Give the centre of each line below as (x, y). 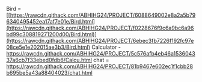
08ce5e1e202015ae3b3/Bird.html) (48, 47)
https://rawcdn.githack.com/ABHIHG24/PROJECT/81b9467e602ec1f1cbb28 (100, 66)
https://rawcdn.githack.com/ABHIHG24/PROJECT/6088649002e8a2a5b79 (103, 15)
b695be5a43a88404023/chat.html (50, 73)
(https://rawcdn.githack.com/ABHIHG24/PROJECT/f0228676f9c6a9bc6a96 (100, 28)
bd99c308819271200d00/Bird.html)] (52, 34)
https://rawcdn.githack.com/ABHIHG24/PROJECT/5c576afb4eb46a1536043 (101, 53)
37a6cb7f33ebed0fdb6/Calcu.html (49, 60)
